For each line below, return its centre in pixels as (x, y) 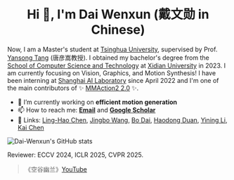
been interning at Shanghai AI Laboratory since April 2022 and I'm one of (113, 80)
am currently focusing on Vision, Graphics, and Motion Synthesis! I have (112, 73)
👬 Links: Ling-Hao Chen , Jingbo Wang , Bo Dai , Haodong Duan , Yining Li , (122, 120)
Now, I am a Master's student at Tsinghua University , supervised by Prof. (112, 49)
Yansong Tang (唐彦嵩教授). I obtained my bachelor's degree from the (108, 58)
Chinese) (118, 30)
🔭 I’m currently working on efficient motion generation (97, 102)
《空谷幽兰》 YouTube (56, 169)
